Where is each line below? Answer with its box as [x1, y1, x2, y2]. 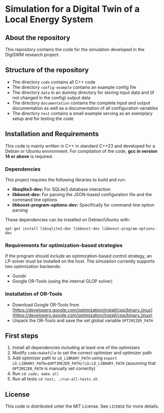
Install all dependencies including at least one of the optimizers [12, 345, 140, 351]
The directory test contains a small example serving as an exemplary [12, 110, 153, 116]
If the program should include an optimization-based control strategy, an [5, 253, 152, 259]
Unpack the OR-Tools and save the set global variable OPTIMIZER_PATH [12, 317, 153, 323]
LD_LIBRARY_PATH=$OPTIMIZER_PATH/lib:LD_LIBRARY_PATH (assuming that [12, 360, 156, 366]
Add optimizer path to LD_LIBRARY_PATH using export [12, 355, 117, 361]
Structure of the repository [5, 66, 89, 74]
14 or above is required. [5, 153, 54, 159]
